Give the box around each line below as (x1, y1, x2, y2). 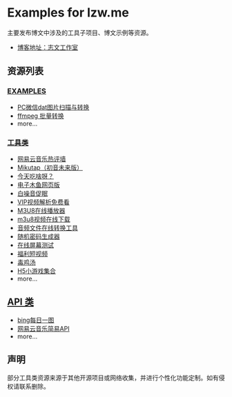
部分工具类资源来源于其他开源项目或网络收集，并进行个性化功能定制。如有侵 (7, 374, 225, 382)
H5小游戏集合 (17, 267, 57, 275)
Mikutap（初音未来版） (17, 163, 83, 172)
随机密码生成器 (17, 232, 60, 241)
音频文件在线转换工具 (17, 223, 78, 232)
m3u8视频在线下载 (17, 215, 70, 223)
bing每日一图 (17, 316, 55, 324)
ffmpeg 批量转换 (17, 112, 64, 120)
